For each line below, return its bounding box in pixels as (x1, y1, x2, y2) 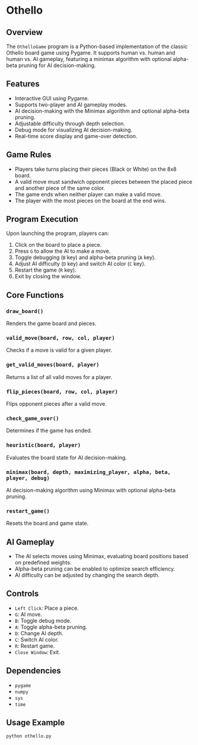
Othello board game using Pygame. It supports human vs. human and (6, 49, 176, 56)
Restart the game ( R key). (14, 266, 76, 273)
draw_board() (6, 308, 44, 314)
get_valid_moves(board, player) (6, 361, 100, 368)
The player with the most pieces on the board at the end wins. (14, 197, 167, 204)
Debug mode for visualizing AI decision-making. (14, 126, 133, 133)
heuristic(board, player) (6, 442, 81, 448)
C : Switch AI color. (14, 636, 59, 643)
